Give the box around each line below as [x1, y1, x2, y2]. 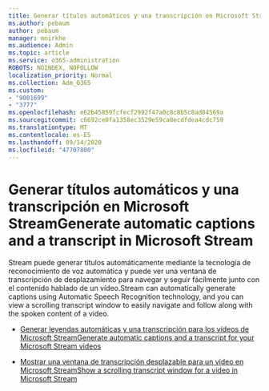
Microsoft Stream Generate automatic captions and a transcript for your [19, 333, 255, 343]
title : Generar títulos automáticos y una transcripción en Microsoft [8, 11, 249, 20]
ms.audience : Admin [8, 42, 74, 50]
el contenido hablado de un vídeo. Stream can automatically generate [8, 284, 236, 293]
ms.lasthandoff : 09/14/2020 [8, 138, 102, 147]
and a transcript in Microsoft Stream [8, 232, 254, 249]
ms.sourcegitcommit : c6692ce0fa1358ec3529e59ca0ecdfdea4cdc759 [8, 116, 224, 124]
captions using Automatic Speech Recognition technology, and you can [8, 292, 244, 301]
